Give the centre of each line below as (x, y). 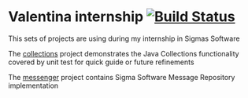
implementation (33, 85)
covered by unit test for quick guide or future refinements (101, 62)
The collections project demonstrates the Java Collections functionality (124, 53)
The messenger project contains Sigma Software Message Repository (122, 77)
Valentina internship (76, 17)
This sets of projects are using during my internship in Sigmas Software (124, 38)
